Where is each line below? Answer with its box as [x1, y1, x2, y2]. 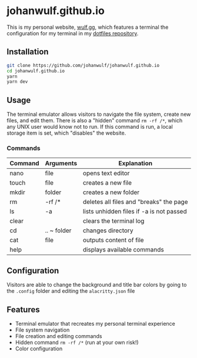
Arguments [45, 159, 78, 168]
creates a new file [82, 179, 132, 187]
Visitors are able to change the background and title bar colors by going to [6, 281, 187, 289]
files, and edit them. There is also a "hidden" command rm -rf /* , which [6, 117, 183, 124]
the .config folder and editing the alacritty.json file [6, 287, 135, 295]
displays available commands [82, 246, 164, 254]
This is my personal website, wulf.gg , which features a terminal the [6, 24, 169, 31]
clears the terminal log [82, 217, 145, 225]
